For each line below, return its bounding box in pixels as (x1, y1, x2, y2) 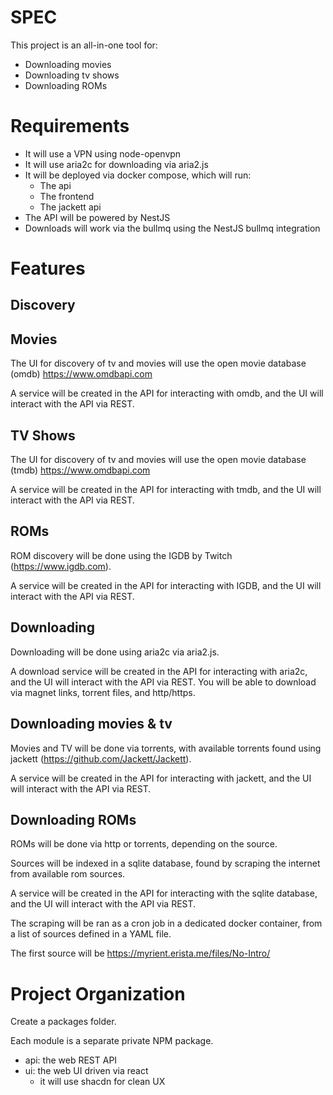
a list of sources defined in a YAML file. (10, 928, 172, 940)
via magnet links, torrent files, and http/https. (10, 686, 196, 698)
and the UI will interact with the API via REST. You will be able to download (10, 676, 317, 688)
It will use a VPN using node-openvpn (24, 147, 182, 160)
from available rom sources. (10, 868, 126, 880)
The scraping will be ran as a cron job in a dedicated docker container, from (10, 917, 323, 930)
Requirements (10, 115, 130, 138)
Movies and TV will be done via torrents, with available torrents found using (10, 742, 322, 754)
